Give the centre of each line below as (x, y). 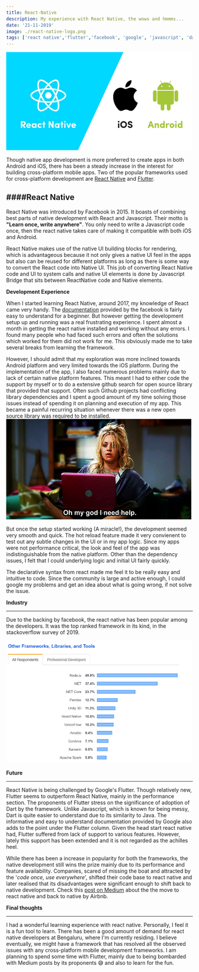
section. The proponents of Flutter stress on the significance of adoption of (98, 802)
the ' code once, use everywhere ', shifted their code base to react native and (99, 877)
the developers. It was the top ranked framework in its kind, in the (86, 626)
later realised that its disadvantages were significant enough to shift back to (99, 884)
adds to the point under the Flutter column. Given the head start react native (99, 828)
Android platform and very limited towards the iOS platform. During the (92, 365)
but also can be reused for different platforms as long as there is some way (98, 261)
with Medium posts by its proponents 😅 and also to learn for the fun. (90, 963)
